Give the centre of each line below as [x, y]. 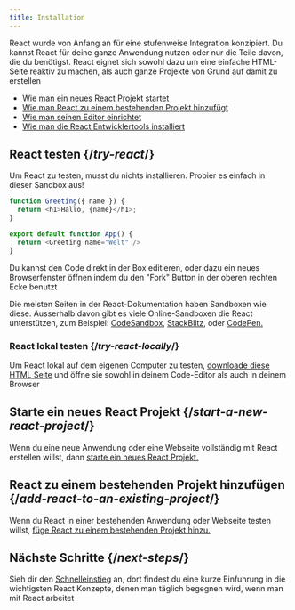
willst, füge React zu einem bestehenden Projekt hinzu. [110, 530]
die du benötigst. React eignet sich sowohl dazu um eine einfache [130, 61]
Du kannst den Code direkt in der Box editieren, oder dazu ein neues [135, 267]
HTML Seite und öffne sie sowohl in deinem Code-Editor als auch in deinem [148, 374]
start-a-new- [230, 412]
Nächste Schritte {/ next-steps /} [99, 558]
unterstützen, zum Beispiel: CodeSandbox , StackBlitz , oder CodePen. [136, 322]
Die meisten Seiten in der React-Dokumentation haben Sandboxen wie [138, 304]
